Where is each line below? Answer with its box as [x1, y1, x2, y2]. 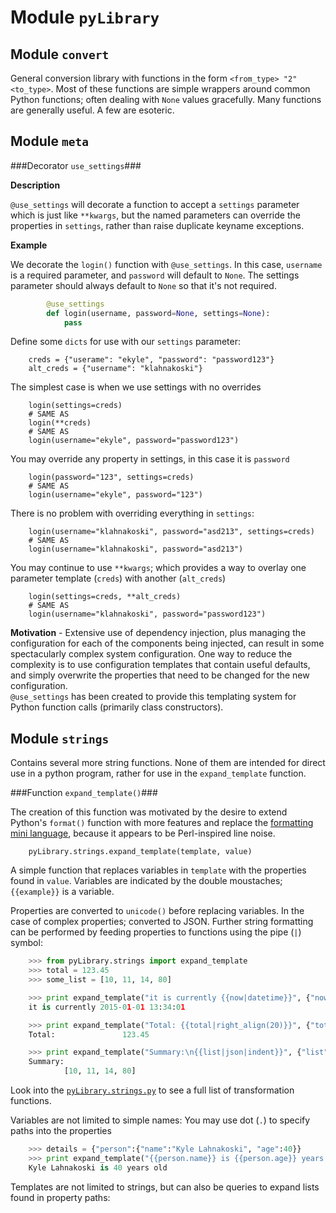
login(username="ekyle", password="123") [28, 490, 203, 500]
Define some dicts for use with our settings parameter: [10, 336, 242, 348]
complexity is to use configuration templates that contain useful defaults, [10, 659, 311, 671]
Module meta [10, 133, 89, 150]
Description [10, 179, 61, 191]
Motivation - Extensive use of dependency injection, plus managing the [10, 627, 307, 639]
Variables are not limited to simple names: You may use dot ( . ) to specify [10, 1114, 311, 1126]
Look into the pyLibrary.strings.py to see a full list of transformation [10, 1084, 295, 1096]
